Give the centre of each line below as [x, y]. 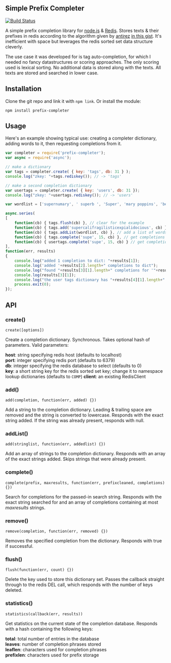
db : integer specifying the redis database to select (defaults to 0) [74, 366]
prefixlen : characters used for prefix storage [52, 655]
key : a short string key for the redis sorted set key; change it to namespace [84, 371]
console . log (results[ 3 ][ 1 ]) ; [45, 275]
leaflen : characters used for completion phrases [56, 649]
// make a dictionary [28, 167]
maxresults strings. [25, 507]
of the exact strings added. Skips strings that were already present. [76, 459]
